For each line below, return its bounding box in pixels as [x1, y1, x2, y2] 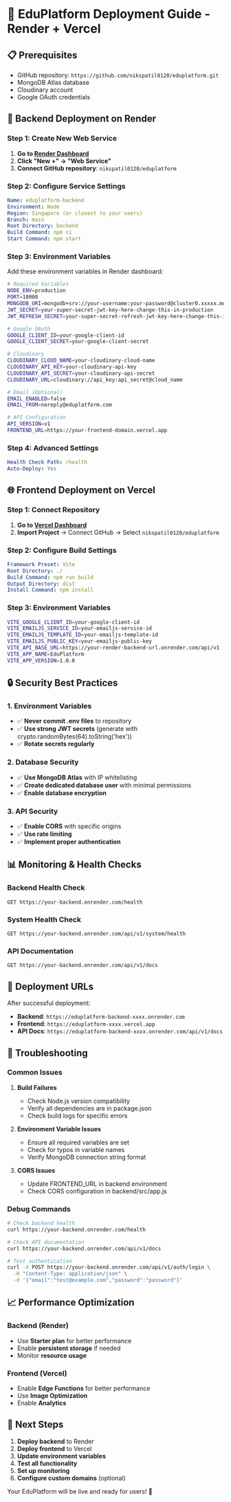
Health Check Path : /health [7, 459, 88, 466]
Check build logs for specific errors [27, 1111, 128, 1120]
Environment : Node [7, 203, 60, 210]
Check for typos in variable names [27, 1145, 125, 1153]
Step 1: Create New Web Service [7, 134, 117, 144]
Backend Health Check [7, 883, 85, 893]
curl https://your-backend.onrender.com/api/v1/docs [7, 1245, 162, 1252]
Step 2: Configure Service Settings [7, 181, 126, 191]
